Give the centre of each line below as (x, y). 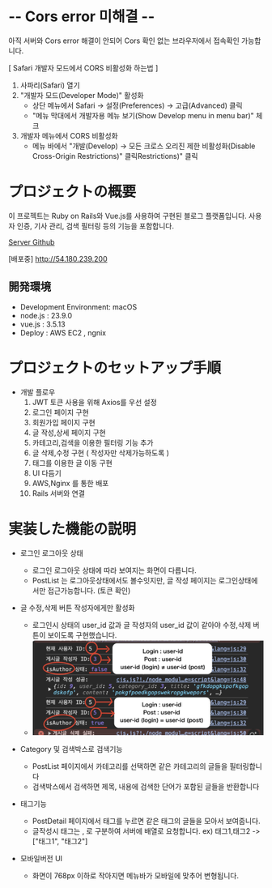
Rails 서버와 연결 (58, 493)
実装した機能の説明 (72, 529)
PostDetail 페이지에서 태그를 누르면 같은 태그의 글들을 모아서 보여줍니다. (146, 821)
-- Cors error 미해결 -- (82, 17)
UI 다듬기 (47, 473)
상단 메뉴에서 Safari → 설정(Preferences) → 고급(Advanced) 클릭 (137, 105)
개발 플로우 (38, 392)
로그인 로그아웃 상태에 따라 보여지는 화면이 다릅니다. (114, 570)
